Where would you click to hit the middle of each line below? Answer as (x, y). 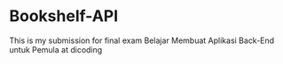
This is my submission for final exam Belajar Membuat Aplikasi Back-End (142, 40)
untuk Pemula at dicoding (56, 49)
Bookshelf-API (64, 16)
